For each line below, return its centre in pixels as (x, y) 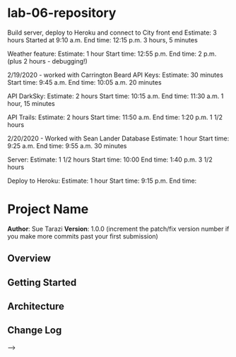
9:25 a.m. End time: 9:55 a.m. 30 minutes (67, 145)
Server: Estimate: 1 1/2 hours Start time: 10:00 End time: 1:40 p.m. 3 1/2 (110, 159)
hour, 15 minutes (31, 103)
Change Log (35, 331)
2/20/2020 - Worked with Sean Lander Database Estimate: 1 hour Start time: (118, 138)
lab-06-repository (62, 13)
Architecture (36, 307)
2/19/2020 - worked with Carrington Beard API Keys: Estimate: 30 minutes (116, 75)
